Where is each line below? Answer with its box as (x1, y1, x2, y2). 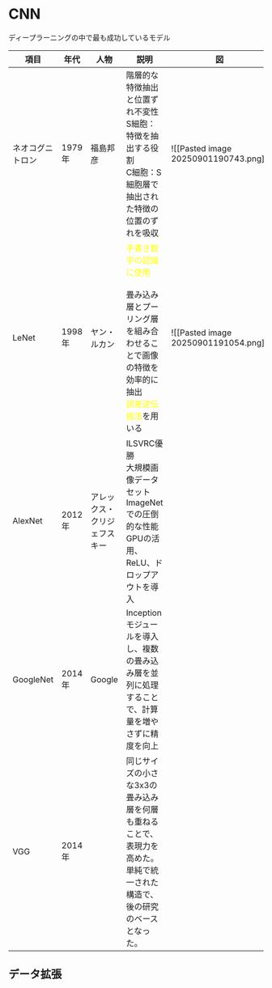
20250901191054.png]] (171, 337, 269, 348)
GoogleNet (12, 673, 54, 685)
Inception (125, 607, 162, 618)
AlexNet (12, 515, 43, 526)
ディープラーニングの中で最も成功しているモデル (8, 32, 171, 42)
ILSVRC (125, 438, 155, 449)
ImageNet (125, 497, 164, 508)
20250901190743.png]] (171, 153, 269, 164)
